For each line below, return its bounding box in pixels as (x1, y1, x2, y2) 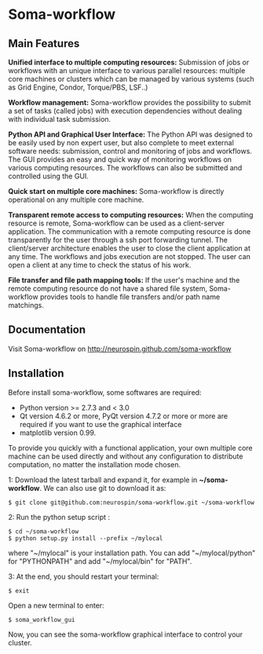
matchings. (8, 301, 45, 309)
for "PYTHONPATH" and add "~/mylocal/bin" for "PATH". (8, 556, 192, 566)
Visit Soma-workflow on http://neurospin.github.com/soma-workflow (8, 344, 232, 353)
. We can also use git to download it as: (39, 483, 166, 492)
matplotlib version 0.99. (19, 428, 97, 437)
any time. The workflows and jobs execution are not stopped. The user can (8, 252, 251, 261)
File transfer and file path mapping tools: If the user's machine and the (8, 276, 240, 284)
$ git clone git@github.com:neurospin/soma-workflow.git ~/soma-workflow (8, 499, 255, 506)
